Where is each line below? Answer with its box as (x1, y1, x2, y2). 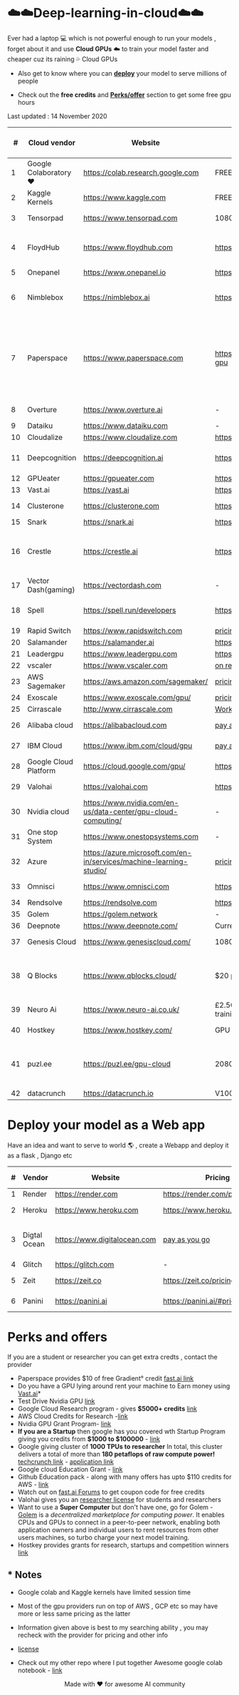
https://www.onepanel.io (83, 267, 166, 277)
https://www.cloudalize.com (83, 432, 178, 442)
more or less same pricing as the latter (17, 1609, 131, 1618)
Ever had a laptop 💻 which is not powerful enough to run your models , (7, 34, 216, 42)
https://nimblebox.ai (83, 292, 151, 302)
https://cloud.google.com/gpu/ (83, 761, 186, 771)
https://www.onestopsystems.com (83, 831, 199, 841)
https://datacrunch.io (83, 1088, 154, 1098)
